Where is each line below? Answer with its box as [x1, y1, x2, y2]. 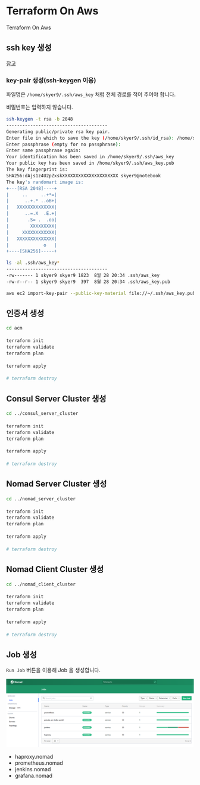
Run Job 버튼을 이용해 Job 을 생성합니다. [6, 667, 101, 674]
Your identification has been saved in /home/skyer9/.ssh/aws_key [6, 154, 174, 160]
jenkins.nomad [14, 766, 51, 773]
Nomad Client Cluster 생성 [6, 564, 104, 574]
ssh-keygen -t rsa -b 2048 [6, 116, 73, 122]
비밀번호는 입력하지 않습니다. [6, 103, 73, 111]
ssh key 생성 [6, 43, 52, 53]
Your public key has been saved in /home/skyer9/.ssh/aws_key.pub [6, 160, 174, 167]
